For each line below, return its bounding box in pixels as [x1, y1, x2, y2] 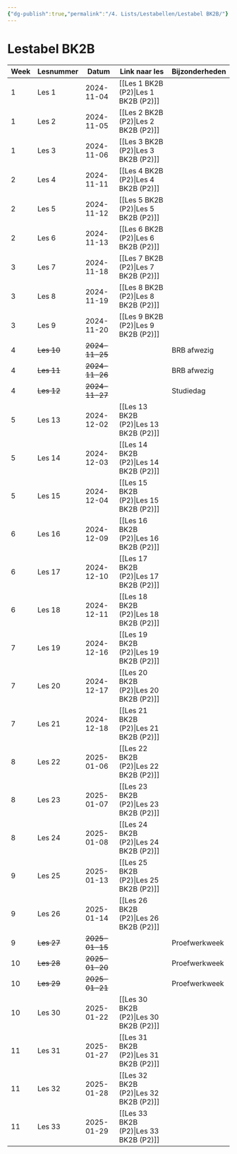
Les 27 [37, 938, 61, 948]
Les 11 [37, 365, 61, 375]
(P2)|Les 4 [119, 175, 155, 184]
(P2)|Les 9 [119, 320, 155, 330]
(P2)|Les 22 [119, 761, 159, 771]
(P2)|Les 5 [119, 204, 155, 213]
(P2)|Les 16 [119, 533, 159, 543]
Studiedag [171, 386, 206, 396]
